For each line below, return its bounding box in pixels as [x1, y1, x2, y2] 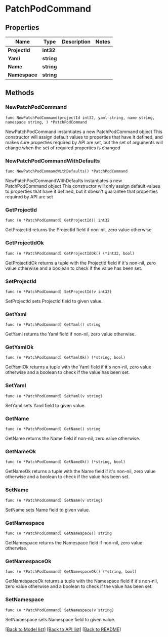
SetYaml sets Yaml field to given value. [5, 402, 86, 408]
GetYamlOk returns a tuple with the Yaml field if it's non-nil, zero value [5, 364, 152, 370]
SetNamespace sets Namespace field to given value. [5, 616, 115, 622]
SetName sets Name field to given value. [5, 506, 90, 513]
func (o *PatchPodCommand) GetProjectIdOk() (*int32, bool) [5, 251, 135, 256]
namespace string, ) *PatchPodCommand [5, 119, 87, 124]
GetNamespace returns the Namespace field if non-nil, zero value [5, 539, 143, 545]
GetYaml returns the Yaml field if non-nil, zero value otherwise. [5, 331, 136, 337]
